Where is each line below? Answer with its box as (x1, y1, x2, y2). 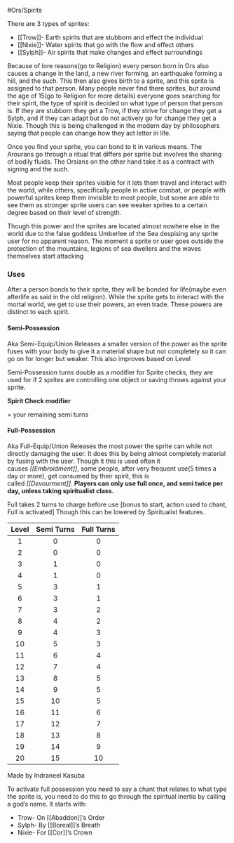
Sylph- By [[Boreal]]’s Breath (17, 821, 100, 829)
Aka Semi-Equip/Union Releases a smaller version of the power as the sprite (7, 339, 228, 348)
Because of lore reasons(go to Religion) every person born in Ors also (7, 62, 209, 70)
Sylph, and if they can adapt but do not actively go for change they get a (7, 114, 216, 122)
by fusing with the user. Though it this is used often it (7, 457, 161, 465)
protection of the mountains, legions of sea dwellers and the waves (7, 244, 202, 252)
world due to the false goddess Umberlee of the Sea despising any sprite (7, 230, 219, 237)
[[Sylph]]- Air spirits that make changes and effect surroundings (17, 48, 203, 56)
